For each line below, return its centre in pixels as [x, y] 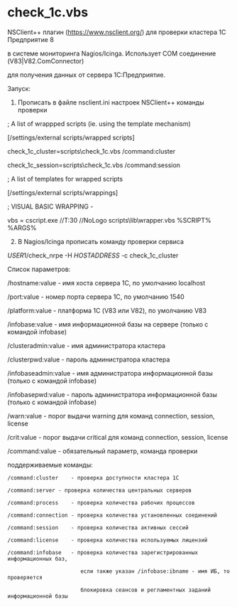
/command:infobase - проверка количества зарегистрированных [103, 552]
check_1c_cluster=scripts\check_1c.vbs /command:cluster [92, 151]
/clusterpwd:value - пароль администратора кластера [89, 359]
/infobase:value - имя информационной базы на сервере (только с [108, 324]
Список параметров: [39, 269]
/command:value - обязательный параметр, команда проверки [103, 451]
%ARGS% [22, 228]
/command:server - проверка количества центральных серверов [100, 490]
